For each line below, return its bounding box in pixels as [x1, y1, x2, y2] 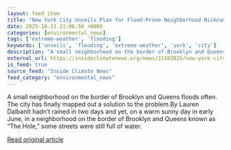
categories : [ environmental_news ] [7, 29, 107, 36]
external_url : [7, 55, 48, 62]
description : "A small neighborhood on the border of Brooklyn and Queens [7, 49, 226, 56]
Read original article [7, 136, 64, 144]
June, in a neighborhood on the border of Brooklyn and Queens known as [7, 115, 216, 123]
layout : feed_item [7, 10, 60, 17]
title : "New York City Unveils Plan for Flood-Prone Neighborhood [7, 17, 201, 23]
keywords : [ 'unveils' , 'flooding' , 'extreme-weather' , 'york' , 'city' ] [7, 42, 217, 49]
